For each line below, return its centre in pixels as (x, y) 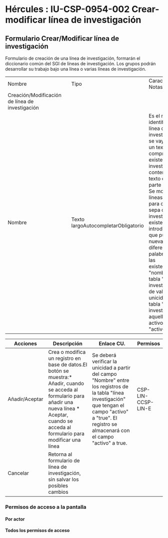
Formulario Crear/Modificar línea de (62, 38)
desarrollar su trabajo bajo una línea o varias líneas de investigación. (76, 69)
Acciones (26, 344)
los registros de (110, 386)
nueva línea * (64, 409)
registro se (104, 424)
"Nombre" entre (110, 380)
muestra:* (60, 377)
